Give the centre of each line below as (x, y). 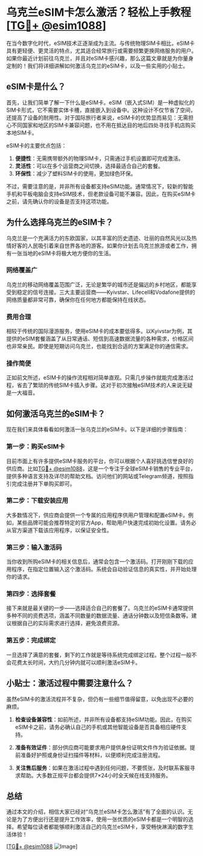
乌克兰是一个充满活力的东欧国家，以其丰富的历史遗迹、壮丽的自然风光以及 (99, 238)
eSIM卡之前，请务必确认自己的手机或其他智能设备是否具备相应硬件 (98, 727)
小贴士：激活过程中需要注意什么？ (70, 683)
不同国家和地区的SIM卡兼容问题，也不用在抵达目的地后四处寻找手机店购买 (104, 125)
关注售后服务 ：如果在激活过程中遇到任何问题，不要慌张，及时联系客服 (102, 768)
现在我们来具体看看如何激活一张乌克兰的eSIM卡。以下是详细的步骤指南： (97, 429)
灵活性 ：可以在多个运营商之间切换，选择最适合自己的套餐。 (89, 166)
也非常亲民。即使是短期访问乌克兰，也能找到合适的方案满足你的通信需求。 (99, 346)
